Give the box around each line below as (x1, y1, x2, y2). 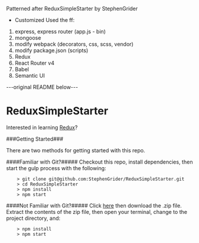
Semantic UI (14, 72, 45, 79)
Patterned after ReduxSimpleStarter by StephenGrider (6, 5, 138, 12)
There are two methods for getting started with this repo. (6, 146, 146, 154)
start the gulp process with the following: (6, 164, 106, 171)
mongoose (14, 34, 42, 41)
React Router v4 (14, 59, 55, 66)
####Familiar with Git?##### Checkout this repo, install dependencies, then (6, 158, 193, 165)
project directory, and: (6, 215, 61, 222)
